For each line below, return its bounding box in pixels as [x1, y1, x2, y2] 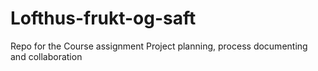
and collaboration [10, 50, 83, 62]
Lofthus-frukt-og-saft [10, 7, 197, 30]
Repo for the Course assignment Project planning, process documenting [10, 40, 308, 52]
